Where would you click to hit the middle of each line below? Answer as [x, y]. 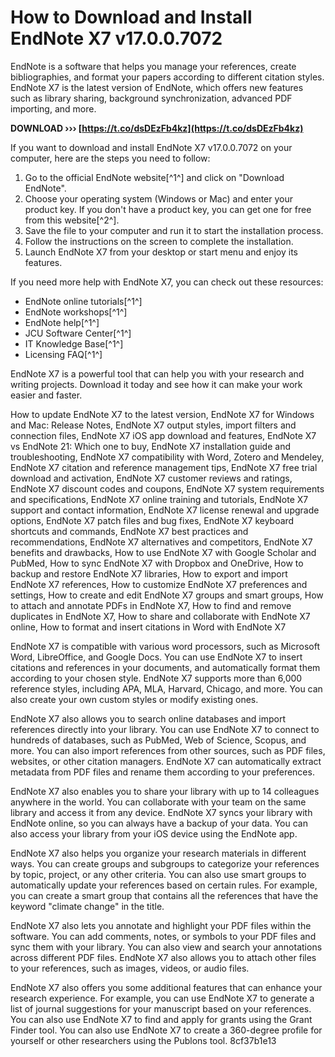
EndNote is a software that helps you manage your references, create [153, 66]
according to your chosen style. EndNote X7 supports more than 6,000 [156, 678]
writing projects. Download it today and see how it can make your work [156, 384]
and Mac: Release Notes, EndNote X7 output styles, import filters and [153, 425]
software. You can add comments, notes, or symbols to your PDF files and [163, 936]
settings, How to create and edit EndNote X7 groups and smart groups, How [167, 595]
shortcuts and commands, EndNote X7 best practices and [129, 531]
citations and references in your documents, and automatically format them [165, 667]
